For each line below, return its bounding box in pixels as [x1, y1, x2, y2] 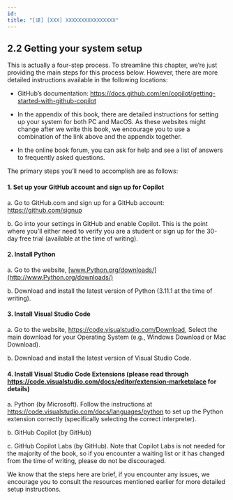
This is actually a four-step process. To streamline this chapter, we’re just [7, 61, 218, 70]
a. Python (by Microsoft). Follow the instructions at [7, 400, 153, 409]
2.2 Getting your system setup [7, 43, 143, 54]
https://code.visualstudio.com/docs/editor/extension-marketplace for [7, 377, 217, 386]
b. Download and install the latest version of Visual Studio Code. [7, 354, 192, 362]
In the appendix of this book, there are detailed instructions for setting [17, 110, 219, 119]
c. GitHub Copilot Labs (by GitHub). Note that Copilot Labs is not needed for [7, 442, 225, 450]
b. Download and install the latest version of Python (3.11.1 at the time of [7, 287, 213, 295]
